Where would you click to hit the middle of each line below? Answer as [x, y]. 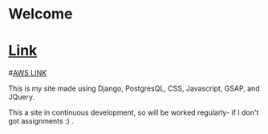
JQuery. [21, 97]
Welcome [41, 14]
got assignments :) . [41, 121]
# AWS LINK [28, 73]
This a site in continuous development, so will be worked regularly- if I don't [134, 112]
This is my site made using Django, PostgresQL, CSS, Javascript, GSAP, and [134, 88]
